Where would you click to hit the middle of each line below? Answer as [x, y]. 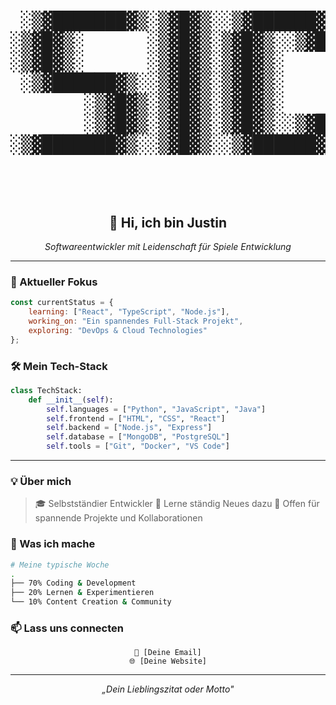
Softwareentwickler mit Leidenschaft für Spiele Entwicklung [168, 246]
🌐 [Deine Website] [168, 661]
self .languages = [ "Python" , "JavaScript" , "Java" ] [156, 409]
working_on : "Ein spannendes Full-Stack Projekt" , [136, 321]
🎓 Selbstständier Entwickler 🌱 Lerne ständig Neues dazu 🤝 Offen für [177, 504]
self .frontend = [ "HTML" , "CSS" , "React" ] [136, 418]
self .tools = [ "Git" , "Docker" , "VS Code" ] [138, 446]
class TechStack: [46, 390]
